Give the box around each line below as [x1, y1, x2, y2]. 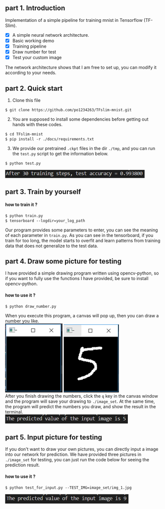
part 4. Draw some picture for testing [5, 257, 122, 265]
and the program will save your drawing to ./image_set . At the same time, [5, 398, 155, 404]
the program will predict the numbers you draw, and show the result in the [5, 403, 156, 409]
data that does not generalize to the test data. [5, 243, 98, 249]
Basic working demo [12, 37, 55, 44]
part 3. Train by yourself [5, 188, 81, 196]
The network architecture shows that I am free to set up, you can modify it [5, 65, 157, 71]
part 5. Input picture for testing [5, 433, 103, 441]
